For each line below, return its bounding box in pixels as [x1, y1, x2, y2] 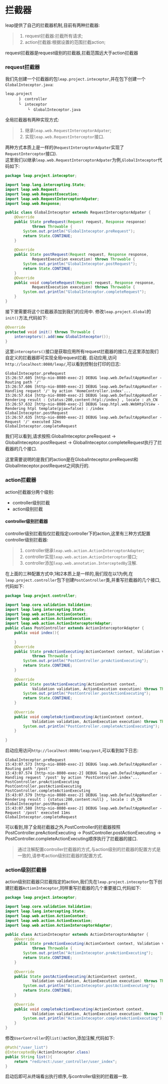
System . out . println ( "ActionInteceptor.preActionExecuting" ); [23, 950, 153, 956]
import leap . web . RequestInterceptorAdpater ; [5, 196, 99, 201]
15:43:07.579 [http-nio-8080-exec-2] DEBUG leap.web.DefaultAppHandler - [5, 793, 162, 798]
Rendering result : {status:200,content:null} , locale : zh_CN [5, 797, 142, 802]
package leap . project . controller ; [5, 593, 77, 598]
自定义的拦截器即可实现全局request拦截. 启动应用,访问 [5, 355, 117, 361]
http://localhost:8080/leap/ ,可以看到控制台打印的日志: [5, 361, 121, 367]
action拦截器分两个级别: [5, 489, 54, 495]
